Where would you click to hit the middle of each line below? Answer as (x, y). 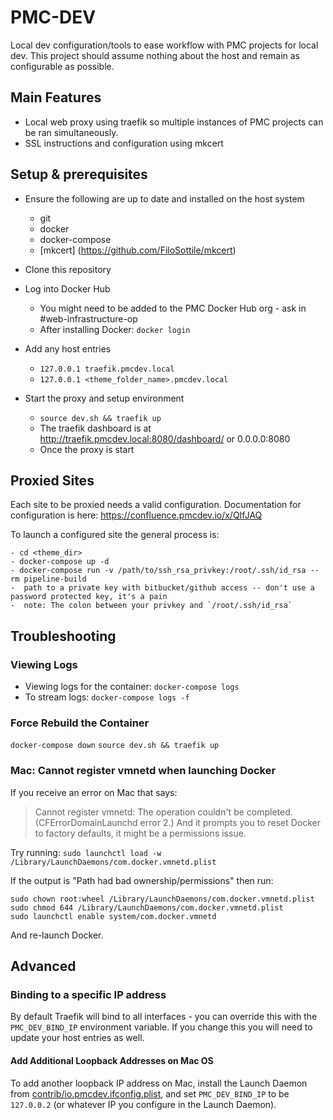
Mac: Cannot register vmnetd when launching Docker (143, 771)
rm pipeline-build (48, 579)
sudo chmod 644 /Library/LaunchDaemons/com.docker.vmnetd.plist (147, 907)
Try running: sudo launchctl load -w (86, 852)
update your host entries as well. (77, 1038)
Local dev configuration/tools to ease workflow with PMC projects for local (164, 45)
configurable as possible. (62, 66)
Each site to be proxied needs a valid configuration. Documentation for (156, 505)
